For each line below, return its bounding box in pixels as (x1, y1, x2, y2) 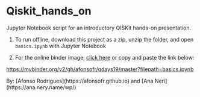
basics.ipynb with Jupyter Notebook (14, 42, 107, 49)
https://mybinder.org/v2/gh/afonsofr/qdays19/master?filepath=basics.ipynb (6, 65, 194, 73)
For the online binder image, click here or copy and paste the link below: (14, 54, 195, 61)
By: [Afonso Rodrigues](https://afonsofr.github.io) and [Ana (6, 77, 154, 84)
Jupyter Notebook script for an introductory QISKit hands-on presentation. (6, 24, 192, 31)
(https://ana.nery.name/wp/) (6, 83, 77, 91)
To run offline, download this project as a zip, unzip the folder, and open (14, 36, 194, 43)
